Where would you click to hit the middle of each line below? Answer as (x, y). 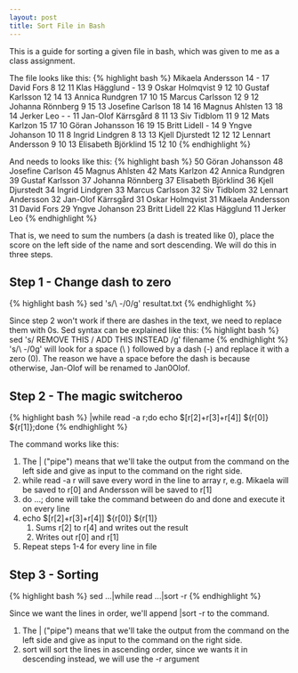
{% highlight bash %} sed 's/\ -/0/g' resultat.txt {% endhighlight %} (133, 304)
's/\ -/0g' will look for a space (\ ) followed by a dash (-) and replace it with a (149, 349)
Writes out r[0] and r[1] (77, 537)
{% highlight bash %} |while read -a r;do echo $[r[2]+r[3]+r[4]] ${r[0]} (139, 418)
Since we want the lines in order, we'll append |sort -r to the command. (139, 613)
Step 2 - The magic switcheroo (96, 396)
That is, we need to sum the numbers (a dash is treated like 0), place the (142, 235)
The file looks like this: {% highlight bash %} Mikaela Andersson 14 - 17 (139, 77)
